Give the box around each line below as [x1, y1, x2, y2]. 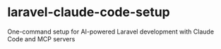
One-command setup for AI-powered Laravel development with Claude [7, 27, 214, 36]
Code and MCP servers [7, 34, 76, 43]
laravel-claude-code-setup [7, 4, 171, 20]
